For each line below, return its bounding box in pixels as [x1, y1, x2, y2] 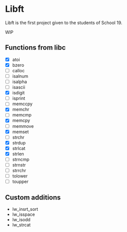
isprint [12, 95, 26, 101]
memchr [12, 107, 30, 113]
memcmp [12, 112, 32, 118]
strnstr [12, 162, 26, 168]
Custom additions [5, 193, 61, 202]
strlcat [12, 145, 26, 151]
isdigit [12, 90, 25, 96]
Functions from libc [5, 43, 66, 52]
